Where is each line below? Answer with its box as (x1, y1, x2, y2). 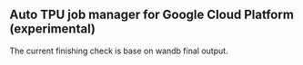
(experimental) (9, 22, 96, 37)
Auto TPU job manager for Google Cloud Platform (9, 7, 294, 23)
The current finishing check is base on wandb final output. (9, 45, 229, 56)
